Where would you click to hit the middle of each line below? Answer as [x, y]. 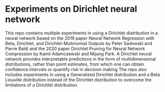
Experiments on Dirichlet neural [71, 9]
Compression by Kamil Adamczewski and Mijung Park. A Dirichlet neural [78, 54]
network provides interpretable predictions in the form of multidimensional [81, 59]
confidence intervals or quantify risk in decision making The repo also [76, 69]
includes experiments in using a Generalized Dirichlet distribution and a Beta [82, 74]
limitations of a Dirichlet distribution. [42, 85]
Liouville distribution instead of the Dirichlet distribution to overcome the [78, 80]
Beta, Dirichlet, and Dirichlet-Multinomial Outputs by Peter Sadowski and [79, 43]
